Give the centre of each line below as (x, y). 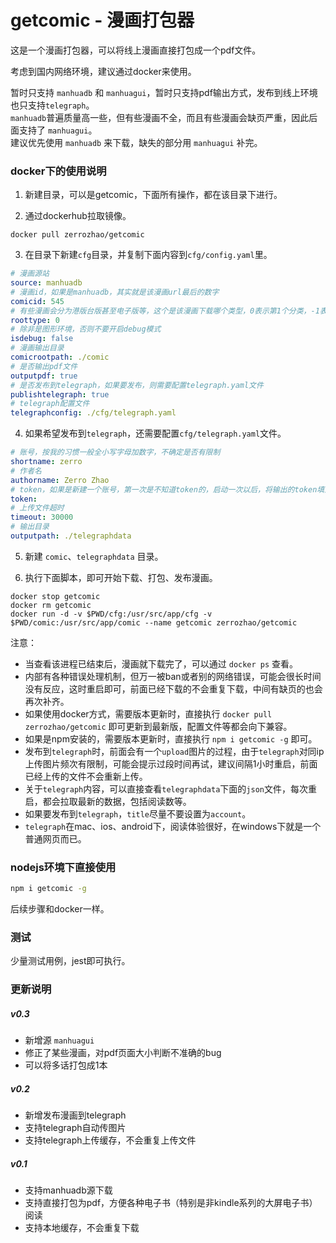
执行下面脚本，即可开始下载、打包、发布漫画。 (121, 577)
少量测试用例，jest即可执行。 (70, 961)
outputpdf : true (44, 376)
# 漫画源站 (30, 274)
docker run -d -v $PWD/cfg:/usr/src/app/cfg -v (111, 614)
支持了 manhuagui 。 (58, 130)
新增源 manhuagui (59, 1040)
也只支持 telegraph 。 (52, 105)
